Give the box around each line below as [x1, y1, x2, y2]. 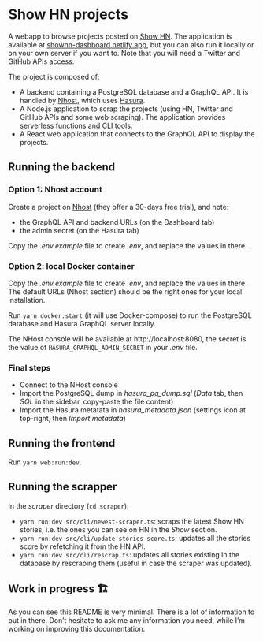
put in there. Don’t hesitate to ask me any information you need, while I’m [8, 615, 246, 624]
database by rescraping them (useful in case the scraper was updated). [19, 558, 253, 568]
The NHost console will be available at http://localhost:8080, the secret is [8, 334, 246, 344]
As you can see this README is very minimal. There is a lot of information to [8, 607, 255, 617]
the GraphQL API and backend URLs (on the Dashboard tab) [19, 217, 215, 226]
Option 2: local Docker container [8, 260, 135, 271]
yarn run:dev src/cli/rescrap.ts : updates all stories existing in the [19, 550, 240, 559]
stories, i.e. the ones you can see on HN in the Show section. [19, 524, 218, 534]
